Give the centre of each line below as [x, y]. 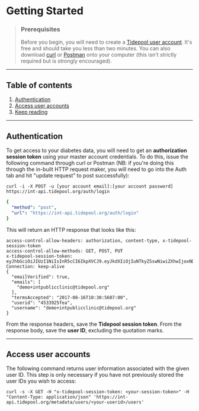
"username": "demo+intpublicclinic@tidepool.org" [74, 308]
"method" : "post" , [34, 207]
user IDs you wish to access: [41, 381]
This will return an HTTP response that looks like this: [71, 229]
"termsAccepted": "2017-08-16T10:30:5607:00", [70, 297]
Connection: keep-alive [36, 266]
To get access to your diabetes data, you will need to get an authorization [97, 151]
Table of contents [39, 85]
